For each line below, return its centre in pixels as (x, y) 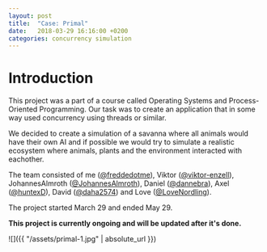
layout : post (30, 16)
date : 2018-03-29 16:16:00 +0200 (68, 31)
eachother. (26, 159)
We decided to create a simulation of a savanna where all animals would (129, 133)
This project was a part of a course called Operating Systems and (118, 101)
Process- (244, 101)
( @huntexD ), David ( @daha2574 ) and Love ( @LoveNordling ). (110, 192)
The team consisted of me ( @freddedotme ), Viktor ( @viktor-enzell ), (121, 175)
